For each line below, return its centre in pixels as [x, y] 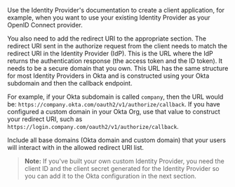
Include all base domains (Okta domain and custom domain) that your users [117, 140]
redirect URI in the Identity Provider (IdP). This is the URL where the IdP [110, 53]
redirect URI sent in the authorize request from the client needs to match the [117, 46]
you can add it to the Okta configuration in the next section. [110, 176]
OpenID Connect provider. [45, 25]
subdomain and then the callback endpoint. [70, 83]
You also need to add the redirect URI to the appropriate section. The [107, 39]
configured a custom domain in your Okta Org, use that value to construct [114, 112]
